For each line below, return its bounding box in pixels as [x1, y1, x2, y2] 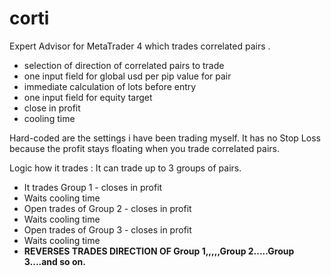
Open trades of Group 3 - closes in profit [23, 223, 192, 236]
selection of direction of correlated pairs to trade [23, 59, 225, 71]
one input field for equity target [23, 91, 153, 103]
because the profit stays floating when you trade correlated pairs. [9, 142, 280, 154]
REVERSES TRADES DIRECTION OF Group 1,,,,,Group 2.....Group [23, 245, 295, 257]
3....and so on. [23, 255, 86, 267]
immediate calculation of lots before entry [23, 80, 197, 92]
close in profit [23, 102, 81, 114]
